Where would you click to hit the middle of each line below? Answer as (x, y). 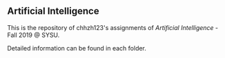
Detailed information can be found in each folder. (77, 48)
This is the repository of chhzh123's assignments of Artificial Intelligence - (113, 27)
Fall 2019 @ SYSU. (33, 35)
